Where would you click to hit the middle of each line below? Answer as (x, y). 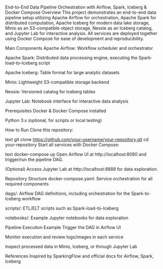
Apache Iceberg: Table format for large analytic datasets (62, 73)
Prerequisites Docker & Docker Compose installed (56, 111)
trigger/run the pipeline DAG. (34, 159)
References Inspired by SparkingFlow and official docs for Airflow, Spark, (80, 256)
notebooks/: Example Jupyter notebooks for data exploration (67, 218)
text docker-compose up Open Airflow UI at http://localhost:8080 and (76, 154)
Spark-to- (141, 193)
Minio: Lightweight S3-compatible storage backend (57, 82)
